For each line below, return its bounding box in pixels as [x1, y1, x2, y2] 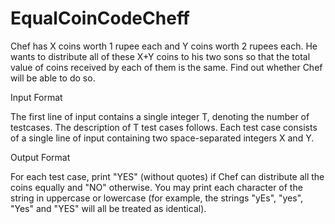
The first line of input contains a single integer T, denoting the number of [10, 110, 310, 122]
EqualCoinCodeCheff [10, 7, 190, 30]
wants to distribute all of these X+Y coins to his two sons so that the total [10, 50, 311, 62]
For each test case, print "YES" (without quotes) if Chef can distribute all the [10, 170, 325, 182]
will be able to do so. [10, 72, 96, 84]
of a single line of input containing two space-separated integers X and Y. [10, 132, 315, 144]
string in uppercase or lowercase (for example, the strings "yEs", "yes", [10, 192, 304, 204]
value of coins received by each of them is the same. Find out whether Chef [10, 61, 323, 73]
